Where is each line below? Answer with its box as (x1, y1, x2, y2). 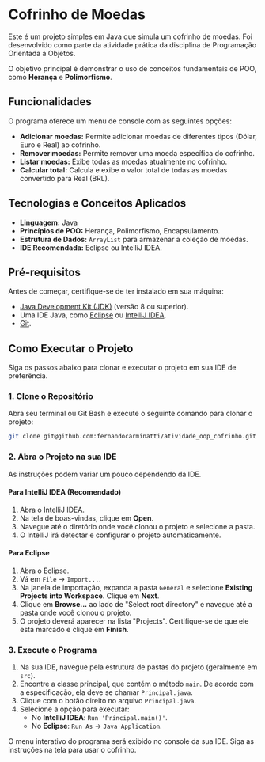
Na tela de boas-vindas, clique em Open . (19, 513, 154, 523)
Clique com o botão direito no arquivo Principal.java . (19, 696, 196, 706)
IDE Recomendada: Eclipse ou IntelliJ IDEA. (19, 243, 162, 252)
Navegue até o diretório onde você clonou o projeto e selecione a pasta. (19, 521, 256, 531)
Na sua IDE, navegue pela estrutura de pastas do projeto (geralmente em (19, 662, 258, 672)
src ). (19, 671, 36, 680)
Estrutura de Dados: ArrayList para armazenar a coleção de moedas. (19, 234, 249, 244)
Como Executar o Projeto (8, 342, 134, 355)
